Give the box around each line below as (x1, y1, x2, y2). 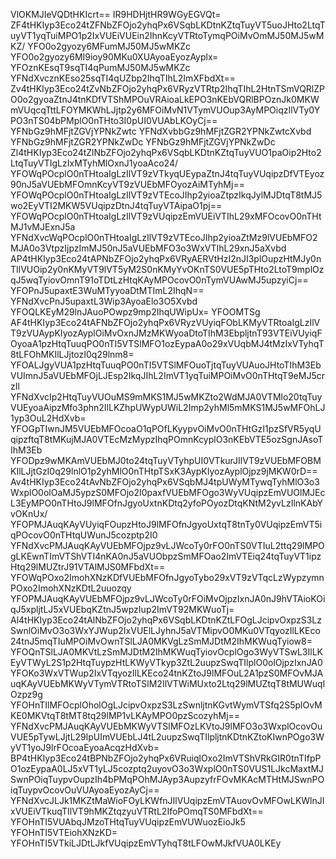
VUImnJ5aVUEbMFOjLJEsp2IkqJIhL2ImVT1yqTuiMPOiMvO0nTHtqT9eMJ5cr (10, 370, 325, 381)
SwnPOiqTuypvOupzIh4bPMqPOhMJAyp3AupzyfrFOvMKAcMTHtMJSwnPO (10, 774, 325, 785)
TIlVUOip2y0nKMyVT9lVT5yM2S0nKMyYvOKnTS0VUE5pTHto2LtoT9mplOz (10, 264, 325, 275)
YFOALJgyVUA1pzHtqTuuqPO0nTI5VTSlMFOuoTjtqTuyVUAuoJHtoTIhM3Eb (10, 359, 322, 371)
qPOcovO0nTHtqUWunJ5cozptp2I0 (10, 529, 158, 541)
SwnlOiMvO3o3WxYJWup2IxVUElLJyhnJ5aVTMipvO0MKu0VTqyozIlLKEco (10, 625, 321, 636)
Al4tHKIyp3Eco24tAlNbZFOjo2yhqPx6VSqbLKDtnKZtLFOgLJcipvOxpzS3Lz (10, 614, 322, 626)
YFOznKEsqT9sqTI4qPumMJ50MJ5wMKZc (10, 62, 191, 73)
